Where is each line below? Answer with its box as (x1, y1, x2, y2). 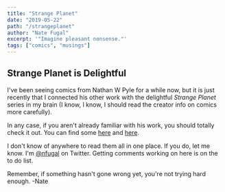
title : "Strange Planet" (7, 10, 78, 17)
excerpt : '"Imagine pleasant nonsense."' (7, 36, 128, 43)
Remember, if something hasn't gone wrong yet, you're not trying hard (7, 169, 206, 178)
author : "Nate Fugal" (7, 29, 69, 36)
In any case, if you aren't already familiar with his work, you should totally (7, 121, 215, 129)
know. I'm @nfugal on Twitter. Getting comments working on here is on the (7, 149, 218, 157)
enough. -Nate (7, 177, 49, 185)
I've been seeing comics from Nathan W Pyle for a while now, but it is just (7, 85, 215, 94)
